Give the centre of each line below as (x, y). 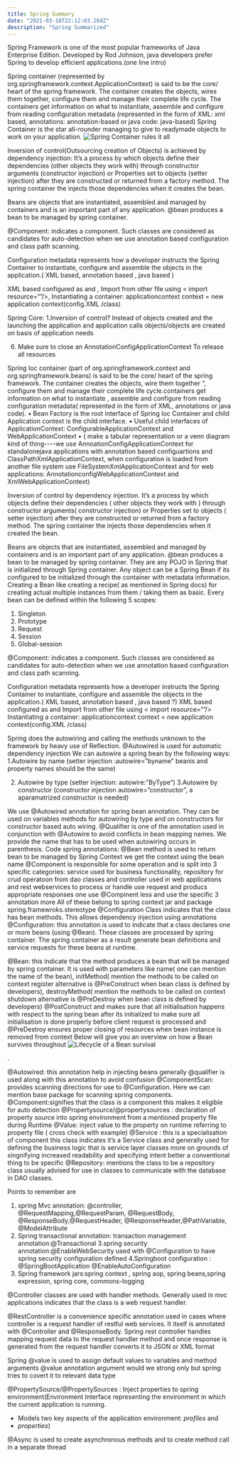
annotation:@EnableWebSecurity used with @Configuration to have (116, 1251)
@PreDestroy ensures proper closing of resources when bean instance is (114, 1029)
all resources (37, 355)
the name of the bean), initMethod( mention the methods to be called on (113, 977)
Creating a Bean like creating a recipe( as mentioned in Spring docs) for (112, 585)
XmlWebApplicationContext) (49, 482)
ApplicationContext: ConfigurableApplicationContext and (91, 429)
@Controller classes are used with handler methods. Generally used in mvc (117, 1295)
